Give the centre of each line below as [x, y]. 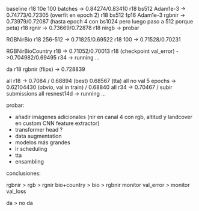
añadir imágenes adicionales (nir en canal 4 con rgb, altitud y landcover [104, 117]
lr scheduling [31, 149]
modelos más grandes [42, 142]
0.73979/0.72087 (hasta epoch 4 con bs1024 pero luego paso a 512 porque [100, 21]
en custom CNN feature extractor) [57, 123]
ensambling [29, 161]
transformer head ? [39, 130]
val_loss [16, 191]
